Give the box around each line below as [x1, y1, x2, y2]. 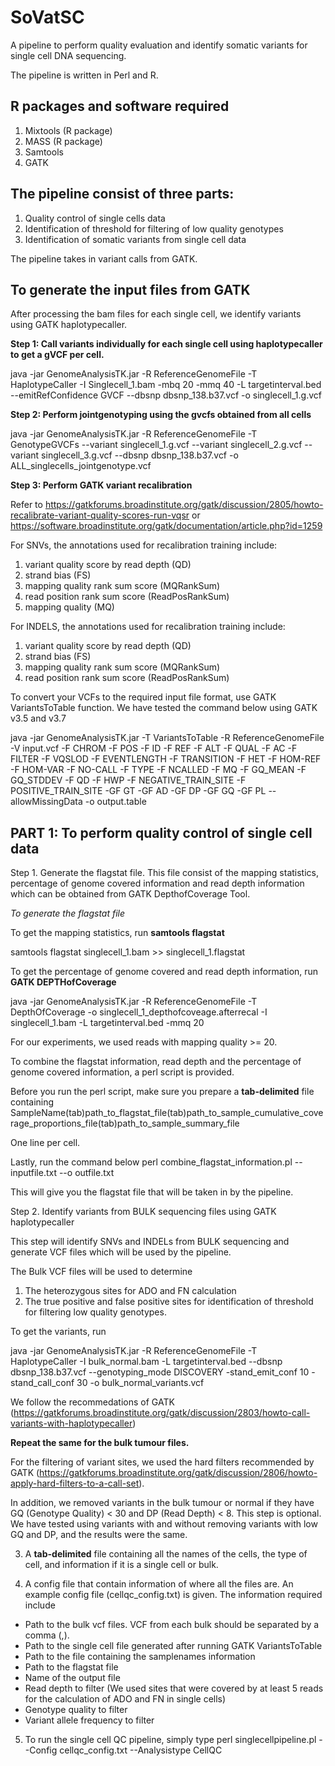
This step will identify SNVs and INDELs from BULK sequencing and [10, 1236, 290, 1248]
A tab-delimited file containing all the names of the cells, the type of [24, 1548, 308, 1560]
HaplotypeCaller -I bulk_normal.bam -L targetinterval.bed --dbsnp [10, 1356, 283, 1368]
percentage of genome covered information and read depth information [10, 877, 305, 890]
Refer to [10, 499, 43, 511]
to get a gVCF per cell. [10, 349, 105, 361]
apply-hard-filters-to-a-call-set [10, 1477, 140, 1490]
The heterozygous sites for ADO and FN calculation [24, 1285, 237, 1297]
